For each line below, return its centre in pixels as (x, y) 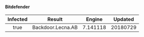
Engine (94, 19)
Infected (18, 19)
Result (55, 19)
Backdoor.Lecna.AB (55, 27)
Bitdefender (18, 7)
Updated (124, 19)
